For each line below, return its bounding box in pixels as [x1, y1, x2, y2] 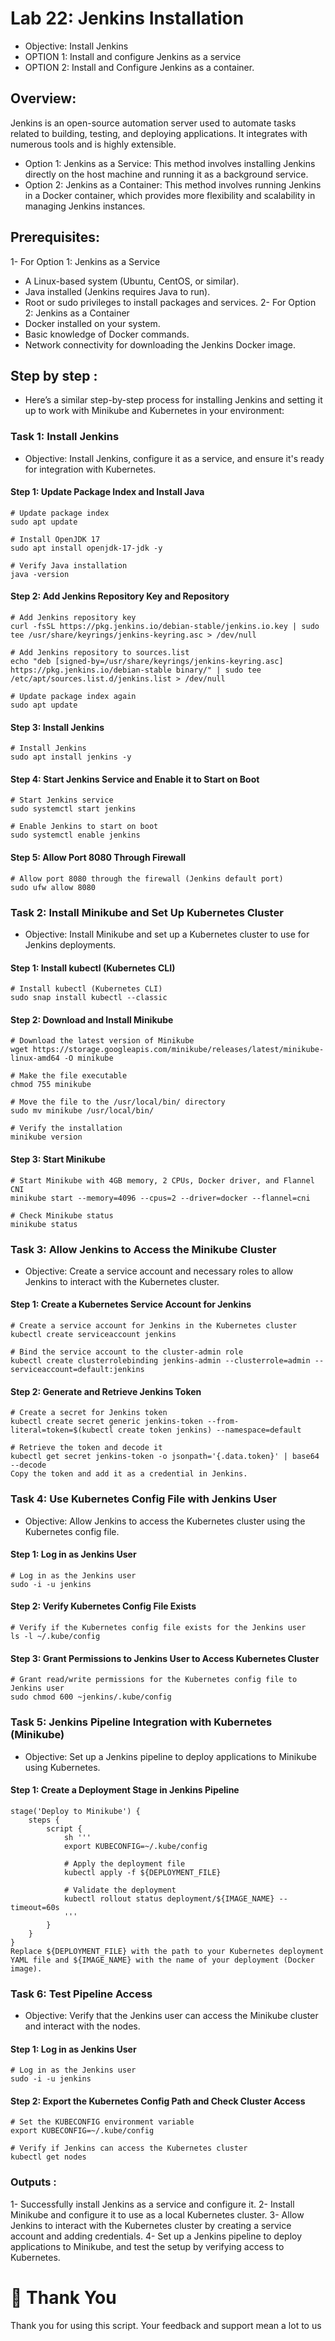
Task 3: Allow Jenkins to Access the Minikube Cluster [10, 1242, 277, 1256]
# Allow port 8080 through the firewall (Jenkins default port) [10, 873, 284, 884]
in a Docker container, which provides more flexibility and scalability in [24, 189, 316, 201]
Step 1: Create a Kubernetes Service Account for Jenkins [10, 1298, 252, 1311]
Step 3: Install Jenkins [10, 721, 105, 733]
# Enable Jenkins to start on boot [10, 822, 159, 832]
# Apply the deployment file [63, 1858, 186, 1869]
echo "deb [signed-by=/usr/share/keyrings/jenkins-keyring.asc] [10, 657, 284, 667]
